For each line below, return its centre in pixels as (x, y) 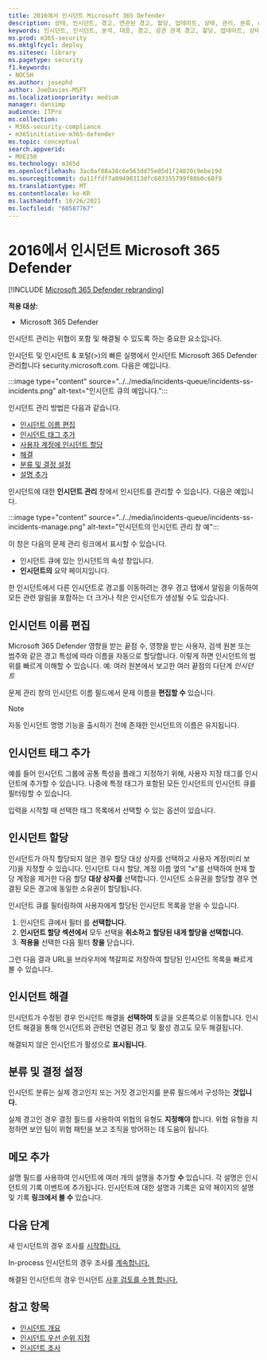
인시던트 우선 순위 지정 (55, 1338)
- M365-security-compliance (55, 127)
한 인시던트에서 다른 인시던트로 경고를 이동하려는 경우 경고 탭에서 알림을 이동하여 (133, 588)
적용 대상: (23, 306)
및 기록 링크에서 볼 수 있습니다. (56, 1197)
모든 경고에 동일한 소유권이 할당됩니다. (82, 888)
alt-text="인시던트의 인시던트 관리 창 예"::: (153, 527)
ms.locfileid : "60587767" (51, 208)
